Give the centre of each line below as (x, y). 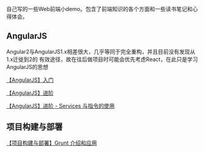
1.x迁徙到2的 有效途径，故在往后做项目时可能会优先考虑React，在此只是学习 (102, 59)
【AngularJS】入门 (30, 80)
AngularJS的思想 (27, 67)
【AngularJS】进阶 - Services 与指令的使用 (60, 106)
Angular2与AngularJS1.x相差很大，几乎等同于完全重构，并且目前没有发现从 (101, 51)
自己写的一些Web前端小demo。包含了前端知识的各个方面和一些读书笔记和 (100, 9)
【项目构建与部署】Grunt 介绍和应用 (52, 143)
